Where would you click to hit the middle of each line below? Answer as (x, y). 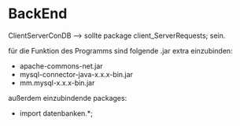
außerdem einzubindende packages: (68, 98)
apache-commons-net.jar (61, 66)
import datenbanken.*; (56, 113)
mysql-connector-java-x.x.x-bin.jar (76, 74)
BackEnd (38, 14)
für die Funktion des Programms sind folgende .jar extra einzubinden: (121, 50)
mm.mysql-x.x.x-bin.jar (57, 83)
